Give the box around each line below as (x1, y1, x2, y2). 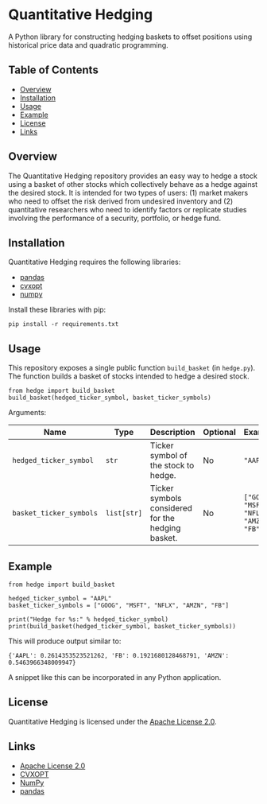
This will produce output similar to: (8, 636, 122, 646)
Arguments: (8, 408, 47, 418)
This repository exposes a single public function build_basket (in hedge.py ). (8, 363, 256, 373)
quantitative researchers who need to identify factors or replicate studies (8, 204, 247, 214)
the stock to (149, 460, 195, 471)
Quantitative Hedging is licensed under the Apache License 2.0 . (8, 717, 217, 726)
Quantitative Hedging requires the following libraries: (8, 257, 181, 267)
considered (149, 503, 193, 514)
